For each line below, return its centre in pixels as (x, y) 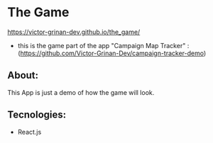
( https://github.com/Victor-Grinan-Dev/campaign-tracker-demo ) (112, 53)
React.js (29, 132)
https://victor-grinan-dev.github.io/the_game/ (74, 32)
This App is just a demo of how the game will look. (81, 92)
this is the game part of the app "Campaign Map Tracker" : (103, 45)
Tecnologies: (37, 115)
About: (23, 75)
